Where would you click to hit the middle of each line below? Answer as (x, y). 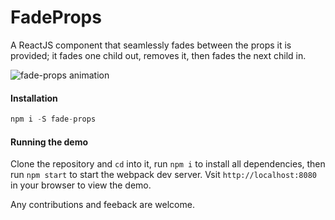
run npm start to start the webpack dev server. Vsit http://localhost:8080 (164, 175)
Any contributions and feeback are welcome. (102, 205)
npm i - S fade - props (53, 119)
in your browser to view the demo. (81, 185)
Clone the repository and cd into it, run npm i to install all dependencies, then (168, 164)
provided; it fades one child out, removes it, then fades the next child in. (158, 55)
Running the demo (49, 142)
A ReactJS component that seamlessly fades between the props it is (151, 45)
